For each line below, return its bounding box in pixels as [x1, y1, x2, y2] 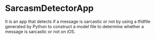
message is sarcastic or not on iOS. [5, 29, 76, 34]
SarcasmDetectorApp [5, 3, 94, 14]
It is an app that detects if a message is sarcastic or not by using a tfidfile [5, 19, 151, 24]
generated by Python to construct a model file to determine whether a [5, 23, 144, 29]
